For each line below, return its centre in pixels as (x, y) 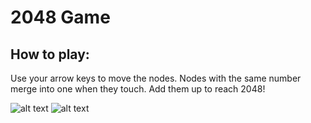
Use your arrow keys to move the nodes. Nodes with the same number (156, 78)
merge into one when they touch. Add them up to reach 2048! (138, 89)
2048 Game (60, 17)
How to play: (50, 54)
